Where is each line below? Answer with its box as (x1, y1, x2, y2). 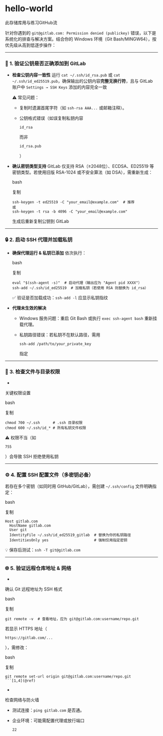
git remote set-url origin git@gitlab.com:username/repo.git (5, 674, 131, 679)
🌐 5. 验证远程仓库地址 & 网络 (5, 565, 71, 572)
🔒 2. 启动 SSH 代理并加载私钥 (5, 237, 73, 243)
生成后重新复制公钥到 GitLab (12, 219, 69, 224)
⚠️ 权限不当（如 (5, 434, 36, 441)
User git (9, 528, 27, 533)
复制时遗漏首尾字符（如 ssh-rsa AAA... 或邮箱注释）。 (19, 105, 127, 111)
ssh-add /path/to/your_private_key (19, 341, 91, 346)
